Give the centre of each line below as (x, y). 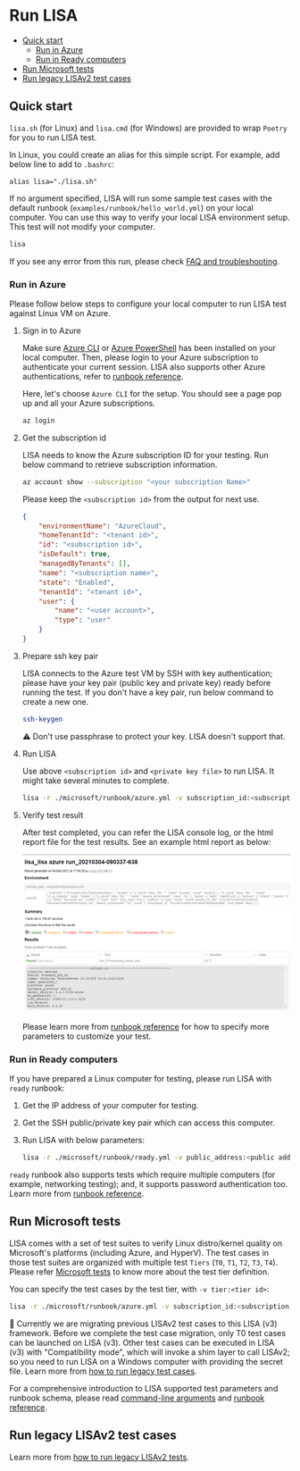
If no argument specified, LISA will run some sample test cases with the (141, 198)
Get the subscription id (64, 438)
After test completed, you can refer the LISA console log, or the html (148, 832)
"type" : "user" (83, 620)
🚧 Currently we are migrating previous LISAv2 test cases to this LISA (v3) (144, 1324)
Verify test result (53, 815)
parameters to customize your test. (87, 1036)
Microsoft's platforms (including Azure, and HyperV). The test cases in (139, 1252)
